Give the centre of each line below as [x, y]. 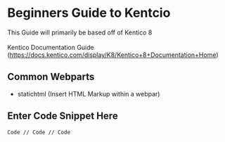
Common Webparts [51, 77]
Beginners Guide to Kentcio [89, 13]
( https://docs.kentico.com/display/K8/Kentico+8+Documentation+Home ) [113, 55]
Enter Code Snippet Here [63, 116]
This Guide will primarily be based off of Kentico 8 [80, 32]
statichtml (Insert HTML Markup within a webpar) [89, 93]
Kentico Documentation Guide [51, 47]
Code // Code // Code [39, 132]
